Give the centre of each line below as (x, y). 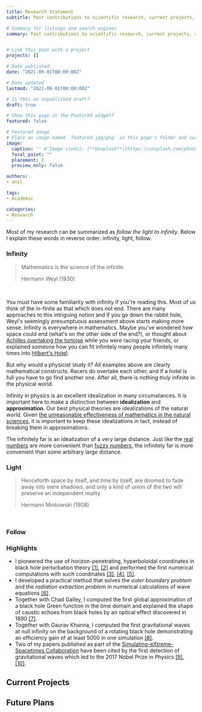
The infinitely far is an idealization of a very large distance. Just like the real (100, 439)
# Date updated (25, 83)
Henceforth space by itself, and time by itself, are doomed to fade (102, 480)
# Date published (28, 67)
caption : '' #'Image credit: (48, 149)
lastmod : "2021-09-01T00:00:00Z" (48, 88)
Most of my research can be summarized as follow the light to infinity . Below (101, 232)
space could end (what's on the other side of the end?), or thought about (96, 333)
